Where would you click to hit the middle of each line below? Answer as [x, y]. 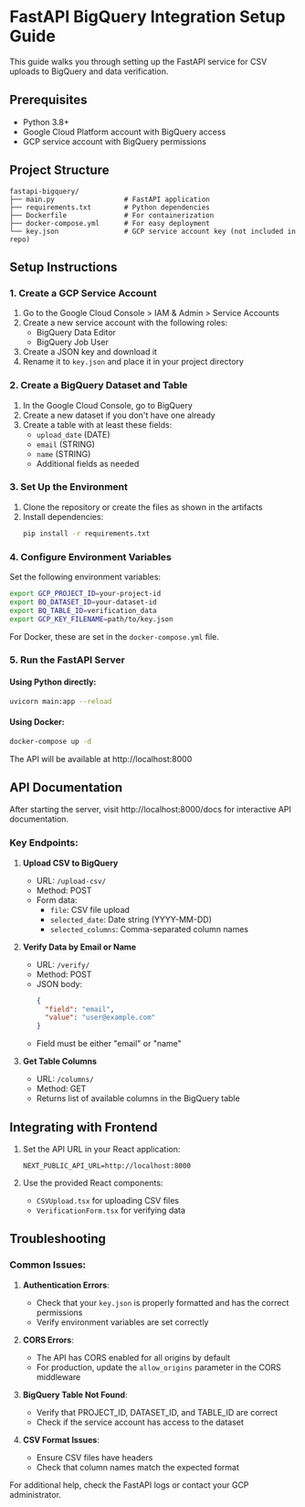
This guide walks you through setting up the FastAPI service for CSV [138, 61]
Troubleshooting [58, 1239]
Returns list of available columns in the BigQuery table [138, 1098]
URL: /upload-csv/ [71, 880]
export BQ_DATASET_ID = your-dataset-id [83, 602]
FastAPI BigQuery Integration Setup [147, 17]
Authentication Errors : [66, 1285]
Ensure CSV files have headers [95, 1457]
